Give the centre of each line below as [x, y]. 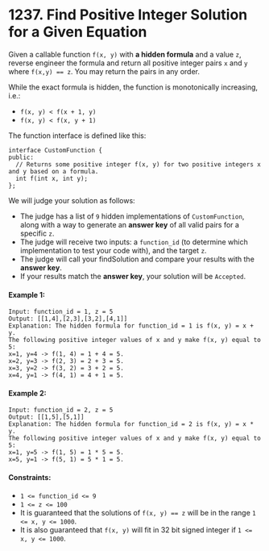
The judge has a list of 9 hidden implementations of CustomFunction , [132, 216]
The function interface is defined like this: [77, 136]
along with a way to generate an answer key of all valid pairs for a [130, 224]
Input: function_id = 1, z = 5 [61, 312]
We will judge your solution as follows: [72, 200]
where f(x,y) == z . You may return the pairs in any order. [104, 71]
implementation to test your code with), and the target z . [113, 250]
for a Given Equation [78, 32]
